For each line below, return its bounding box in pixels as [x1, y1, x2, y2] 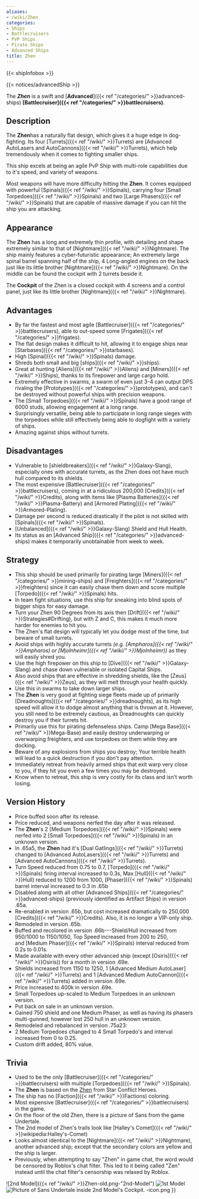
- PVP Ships [6, 36, 36, 42]
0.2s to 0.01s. [14, 945, 48, 953]
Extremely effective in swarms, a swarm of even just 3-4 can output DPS [14, 378, 193, 385]
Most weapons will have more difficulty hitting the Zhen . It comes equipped [6, 180, 191, 188]
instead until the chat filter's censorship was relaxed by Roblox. [14, 1169, 170, 1176]
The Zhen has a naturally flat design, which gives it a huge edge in [6, 132, 168, 139]
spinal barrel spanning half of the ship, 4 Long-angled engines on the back [6, 257, 189, 265]
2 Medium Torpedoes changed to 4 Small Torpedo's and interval [14, 1028, 173, 1035]
